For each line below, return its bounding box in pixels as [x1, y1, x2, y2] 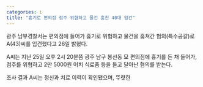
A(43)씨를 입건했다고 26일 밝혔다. [6, 40, 88, 47]
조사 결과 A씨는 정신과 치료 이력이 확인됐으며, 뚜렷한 [6, 74, 131, 81]
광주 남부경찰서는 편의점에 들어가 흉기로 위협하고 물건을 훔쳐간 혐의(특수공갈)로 [6, 32, 195, 40]
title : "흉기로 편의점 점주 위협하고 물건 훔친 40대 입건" [6, 15, 136, 21]
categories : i [6, 9, 43, 15]
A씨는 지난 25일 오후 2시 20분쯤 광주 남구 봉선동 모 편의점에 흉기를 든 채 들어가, [6, 53, 197, 60]
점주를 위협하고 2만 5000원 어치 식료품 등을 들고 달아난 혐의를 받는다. [6, 61, 173, 68]
